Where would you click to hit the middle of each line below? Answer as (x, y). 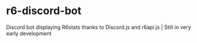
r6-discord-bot (44, 11)
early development (29, 33)
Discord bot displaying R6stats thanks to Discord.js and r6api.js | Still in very (99, 27)
